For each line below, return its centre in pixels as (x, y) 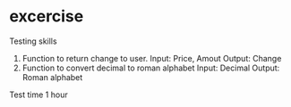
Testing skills (33, 41)
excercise (47, 16)
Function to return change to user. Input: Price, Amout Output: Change (152, 58)
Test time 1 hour (39, 95)
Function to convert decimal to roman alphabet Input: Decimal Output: (151, 68)
